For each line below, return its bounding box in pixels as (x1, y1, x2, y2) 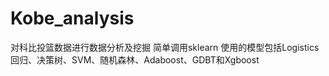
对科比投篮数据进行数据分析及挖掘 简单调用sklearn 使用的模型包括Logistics (10, 41, 320, 53)
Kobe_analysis (10, 7, 135, 30)
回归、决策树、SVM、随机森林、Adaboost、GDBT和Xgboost (10, 53, 260, 66)
